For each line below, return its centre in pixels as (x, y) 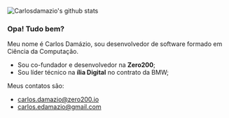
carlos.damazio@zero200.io (58, 99)
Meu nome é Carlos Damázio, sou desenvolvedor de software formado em (115, 44)
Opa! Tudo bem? (36, 29)
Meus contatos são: (36, 86)
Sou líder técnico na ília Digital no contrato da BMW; (93, 73)
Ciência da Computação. (43, 52)
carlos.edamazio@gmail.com (59, 107)
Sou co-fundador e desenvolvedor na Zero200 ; (86, 65)
